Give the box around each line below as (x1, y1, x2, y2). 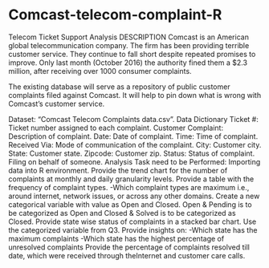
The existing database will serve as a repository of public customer (8, 82, 230, 91)
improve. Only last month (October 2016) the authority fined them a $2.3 (8, 58, 247, 67)
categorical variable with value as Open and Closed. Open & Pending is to (8, 199, 252, 209)
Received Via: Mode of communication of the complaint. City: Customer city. (8, 140, 262, 149)
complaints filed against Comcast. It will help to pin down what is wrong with (8, 90, 262, 99)
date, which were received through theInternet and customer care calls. (8, 250, 246, 260)
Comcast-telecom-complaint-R (8, 6, 222, 24)
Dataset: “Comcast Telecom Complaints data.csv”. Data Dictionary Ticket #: (8, 114, 259, 124)
